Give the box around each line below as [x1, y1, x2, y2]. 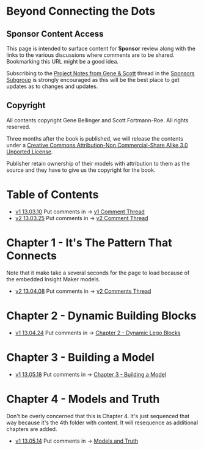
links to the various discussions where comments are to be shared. [6, 51, 175, 59]
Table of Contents [6, 188, 99, 201]
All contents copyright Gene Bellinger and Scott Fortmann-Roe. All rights [6, 116, 189, 124]
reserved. [6, 123, 31, 130]
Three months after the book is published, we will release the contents [6, 135, 183, 142]
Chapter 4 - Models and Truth [6, 392, 160, 406]
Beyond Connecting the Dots [6, 4, 156, 18]
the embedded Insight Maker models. [6, 275, 101, 282]
